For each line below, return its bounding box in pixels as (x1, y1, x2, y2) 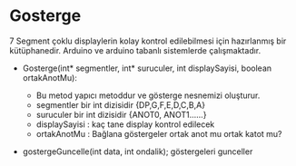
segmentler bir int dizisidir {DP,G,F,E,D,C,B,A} (35, 99, 206, 110)
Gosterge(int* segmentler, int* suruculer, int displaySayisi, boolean (22, 63, 272, 73)
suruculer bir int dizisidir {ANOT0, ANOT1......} (35, 109, 207, 120)
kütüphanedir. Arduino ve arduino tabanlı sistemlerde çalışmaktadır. (9, 44, 261, 55)
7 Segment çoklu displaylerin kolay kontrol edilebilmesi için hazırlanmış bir (9, 35, 287, 46)
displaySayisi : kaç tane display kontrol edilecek (35, 119, 215, 130)
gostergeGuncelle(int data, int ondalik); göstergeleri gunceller (22, 146, 253, 157)
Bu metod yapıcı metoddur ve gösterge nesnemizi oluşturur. (35, 90, 261, 101)
